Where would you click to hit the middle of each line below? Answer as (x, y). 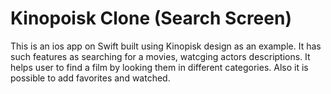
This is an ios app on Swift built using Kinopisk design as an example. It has (166, 46)
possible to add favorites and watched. (90, 78)
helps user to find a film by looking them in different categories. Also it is (159, 67)
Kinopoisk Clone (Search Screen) (151, 18)
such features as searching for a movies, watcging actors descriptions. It (160, 56)
